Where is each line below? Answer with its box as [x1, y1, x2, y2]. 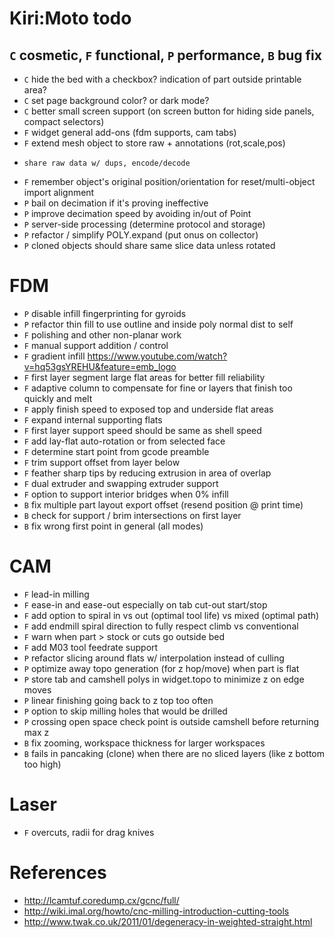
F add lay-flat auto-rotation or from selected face [23, 435, 226, 447]
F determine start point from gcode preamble [23, 445, 210, 457]
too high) [23, 758, 62, 770]
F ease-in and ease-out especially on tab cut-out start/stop [23, 598, 268, 611]
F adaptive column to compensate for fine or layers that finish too [23, 382, 293, 394]
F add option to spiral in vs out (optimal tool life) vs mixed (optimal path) [23, 609, 320, 621]
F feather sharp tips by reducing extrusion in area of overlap [23, 467, 272, 479]
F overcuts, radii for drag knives [23, 826, 155, 838]
